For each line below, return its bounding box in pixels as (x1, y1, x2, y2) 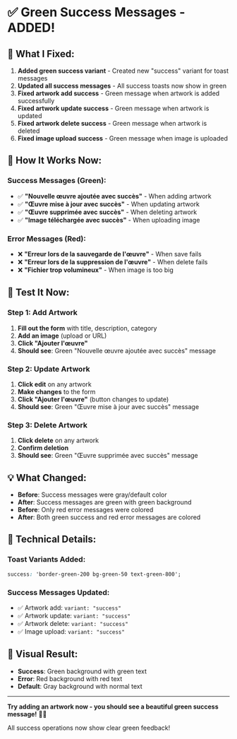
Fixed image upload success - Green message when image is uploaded (17, 134, 228, 142)
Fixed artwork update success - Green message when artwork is (17, 104, 209, 112)
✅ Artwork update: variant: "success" (17, 611, 130, 620)
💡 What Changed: (7, 471, 87, 484)
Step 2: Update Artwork (7, 364, 90, 374)
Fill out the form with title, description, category (17, 324, 157, 332)
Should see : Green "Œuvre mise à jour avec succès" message (17, 402, 200, 410)
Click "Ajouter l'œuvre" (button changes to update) (17, 395, 169, 403)
